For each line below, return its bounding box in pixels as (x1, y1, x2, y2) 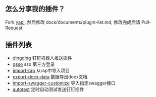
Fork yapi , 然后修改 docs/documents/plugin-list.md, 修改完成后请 (5, 19, 140, 25)
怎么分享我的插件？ (5, 5, 65, 14)
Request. (5, 25, 24, 31)
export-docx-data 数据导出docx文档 (12, 73, 88, 79)
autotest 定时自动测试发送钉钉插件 (12, 86, 84, 92)
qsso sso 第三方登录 (12, 61, 55, 67)
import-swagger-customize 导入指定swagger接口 (12, 80, 116, 86)
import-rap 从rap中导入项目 (12, 67, 70, 73)
